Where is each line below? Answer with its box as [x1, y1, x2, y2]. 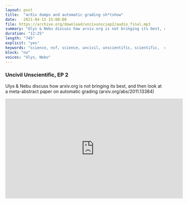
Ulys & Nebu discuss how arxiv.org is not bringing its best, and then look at [5, 83, 162, 89]
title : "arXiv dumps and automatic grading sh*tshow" [5, 12, 124, 17]
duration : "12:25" [5, 31, 44, 36]
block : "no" [5, 50, 30, 55]
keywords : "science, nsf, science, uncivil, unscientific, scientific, [5, 45, 160, 50]
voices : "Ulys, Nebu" [5, 54, 51, 60]
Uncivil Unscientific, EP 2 [5, 72, 68, 79]
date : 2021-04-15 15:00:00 [5, 17, 67, 22]
